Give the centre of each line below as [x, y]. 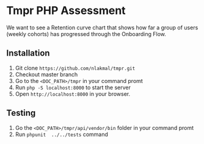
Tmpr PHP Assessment [66, 11]
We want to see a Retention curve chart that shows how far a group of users [102, 27]
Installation [28, 53]
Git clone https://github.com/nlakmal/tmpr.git [75, 68]
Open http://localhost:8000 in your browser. [72, 94]
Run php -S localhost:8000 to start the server [73, 87]
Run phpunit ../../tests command [62, 134]
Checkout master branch [46, 74]
